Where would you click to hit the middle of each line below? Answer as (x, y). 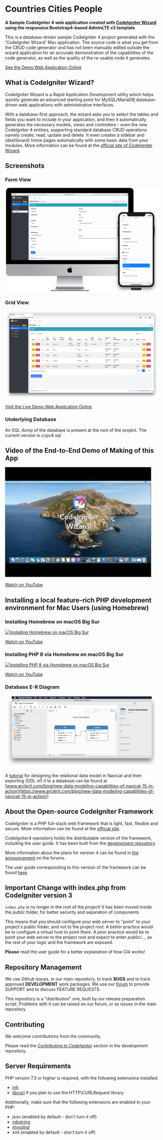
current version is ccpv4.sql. (34, 435)
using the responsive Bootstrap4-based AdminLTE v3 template (70, 27)
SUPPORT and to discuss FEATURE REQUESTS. (53, 989)
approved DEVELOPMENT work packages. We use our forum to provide (77, 984)
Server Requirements (38, 1066)
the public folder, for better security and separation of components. (72, 912)
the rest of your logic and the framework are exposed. (59, 942)
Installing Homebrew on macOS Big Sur (52, 621)
